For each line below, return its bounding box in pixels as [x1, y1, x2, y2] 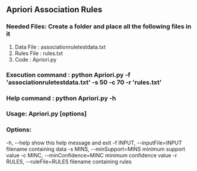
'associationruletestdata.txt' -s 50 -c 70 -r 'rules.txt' [6, 78, 162, 86]
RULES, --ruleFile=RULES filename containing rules [6, 158, 132, 165]
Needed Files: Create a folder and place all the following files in [6, 22, 192, 31]
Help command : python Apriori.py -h [6, 94, 116, 102]
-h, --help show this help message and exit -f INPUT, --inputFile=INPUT [6, 139, 182, 146]
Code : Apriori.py [14, 56, 57, 63]
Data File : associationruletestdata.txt [14, 43, 106, 50]
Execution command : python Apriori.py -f [6, 70, 131, 79]
